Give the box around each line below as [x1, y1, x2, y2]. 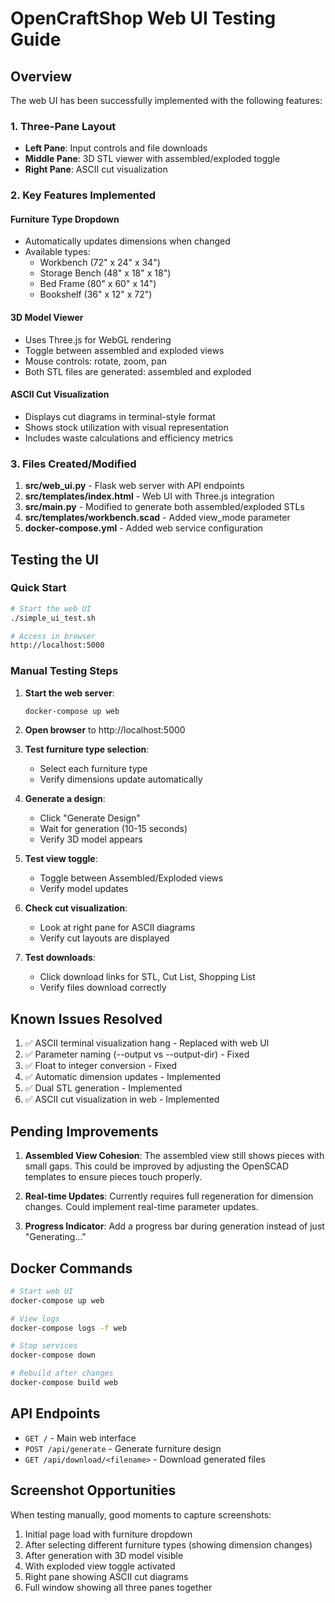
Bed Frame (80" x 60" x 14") [39, 278, 157, 290]
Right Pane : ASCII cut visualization [24, 163, 168, 176]
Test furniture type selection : [24, 743, 150, 756]
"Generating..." [24, 1231, 87, 1243]
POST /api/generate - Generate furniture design [24, 1442, 222, 1454]
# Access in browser [10, 631, 97, 641]
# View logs [10, 1313, 60, 1324]
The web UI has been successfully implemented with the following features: [10, 95, 323, 106]
